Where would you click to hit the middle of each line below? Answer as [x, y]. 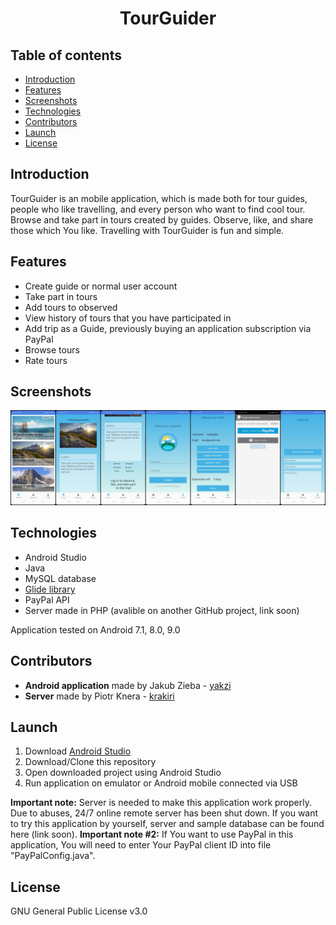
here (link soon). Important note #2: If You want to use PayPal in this [152, 834]
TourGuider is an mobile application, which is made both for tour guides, [159, 198]
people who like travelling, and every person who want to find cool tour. [158, 209]
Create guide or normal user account [101, 286]
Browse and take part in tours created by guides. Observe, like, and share [162, 219]
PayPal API [47, 599]
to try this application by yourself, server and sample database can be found [167, 824]
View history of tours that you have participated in [128, 318]
